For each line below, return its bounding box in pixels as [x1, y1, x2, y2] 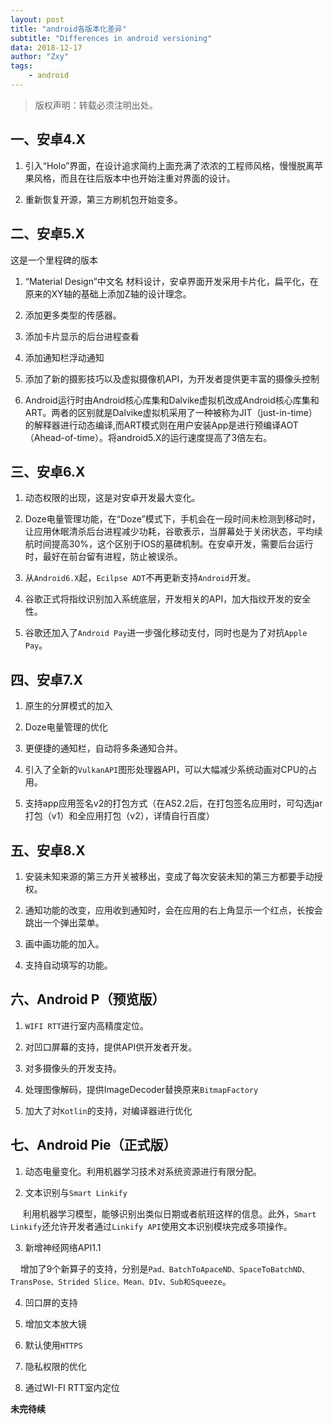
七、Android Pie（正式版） [10, 1137, 177, 1154]
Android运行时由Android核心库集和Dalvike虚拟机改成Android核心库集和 [24, 394, 320, 406]
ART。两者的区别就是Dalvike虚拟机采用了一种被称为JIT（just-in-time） [24, 406, 318, 418]
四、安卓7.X [10, 671, 84, 688]
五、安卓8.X [10, 842, 86, 859]
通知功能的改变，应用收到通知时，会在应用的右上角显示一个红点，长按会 [24, 904, 323, 916]
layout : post [10, 14, 65, 25]
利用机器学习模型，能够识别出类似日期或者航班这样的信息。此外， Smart [22, 1207, 317, 1220]
